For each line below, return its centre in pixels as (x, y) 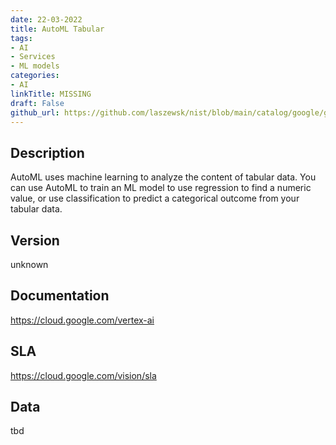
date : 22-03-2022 (46, 19)
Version (35, 240)
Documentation (60, 296)
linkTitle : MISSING (51, 94)
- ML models (35, 66)
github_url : (35, 112)
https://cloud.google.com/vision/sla (83, 375)
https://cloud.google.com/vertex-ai (82, 320)
